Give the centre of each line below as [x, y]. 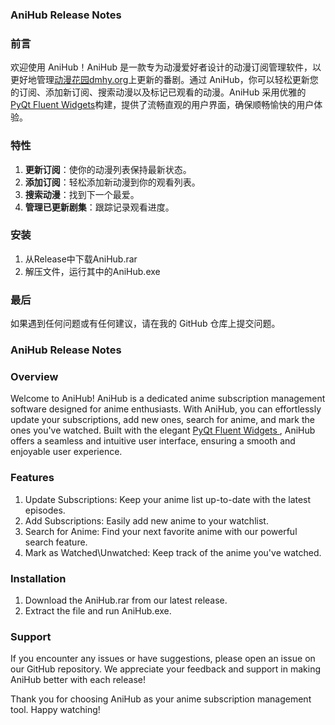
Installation [38, 578]
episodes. [45, 510]
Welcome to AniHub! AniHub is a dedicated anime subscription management [168, 399]
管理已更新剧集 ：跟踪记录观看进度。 [99, 207]
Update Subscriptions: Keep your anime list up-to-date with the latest [168, 499]
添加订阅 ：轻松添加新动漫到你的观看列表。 [112, 182]
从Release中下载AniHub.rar [81, 259]
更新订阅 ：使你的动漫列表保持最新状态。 [108, 169]
